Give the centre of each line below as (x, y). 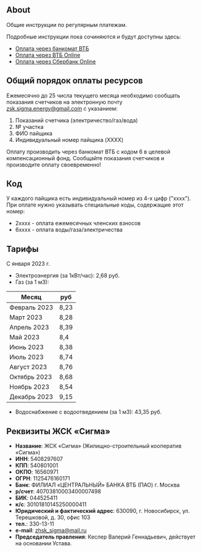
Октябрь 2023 (31, 377)
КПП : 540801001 (37, 466)
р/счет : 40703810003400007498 (58, 491)
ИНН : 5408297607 (39, 459)
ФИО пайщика (34, 133)
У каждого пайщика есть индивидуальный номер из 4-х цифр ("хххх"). (99, 199)
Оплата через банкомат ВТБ (52, 48)
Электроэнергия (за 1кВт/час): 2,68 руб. (67, 276)
